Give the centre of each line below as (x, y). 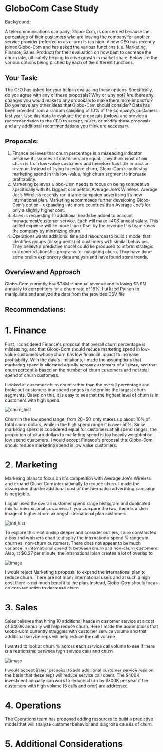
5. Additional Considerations (64, 743)
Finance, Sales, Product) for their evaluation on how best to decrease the (78, 52)
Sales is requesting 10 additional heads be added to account (72, 215)
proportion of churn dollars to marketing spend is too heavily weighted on (79, 434)
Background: (18, 22)
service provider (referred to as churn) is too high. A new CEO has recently (80, 41)
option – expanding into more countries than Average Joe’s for (88, 205)
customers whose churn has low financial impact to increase (78, 354)
